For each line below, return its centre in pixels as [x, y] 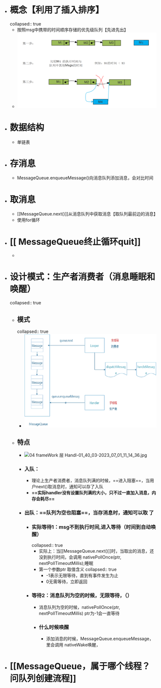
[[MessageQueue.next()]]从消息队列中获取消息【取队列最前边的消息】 [87, 214]
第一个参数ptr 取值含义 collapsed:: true [78, 569]
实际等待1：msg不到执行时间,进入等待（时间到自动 [91, 527]
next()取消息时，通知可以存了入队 [70, 487]
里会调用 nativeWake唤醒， [73, 645]
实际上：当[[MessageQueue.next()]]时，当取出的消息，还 [97, 551]
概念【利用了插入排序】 [57, 10]
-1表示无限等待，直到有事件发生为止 [82, 576]
